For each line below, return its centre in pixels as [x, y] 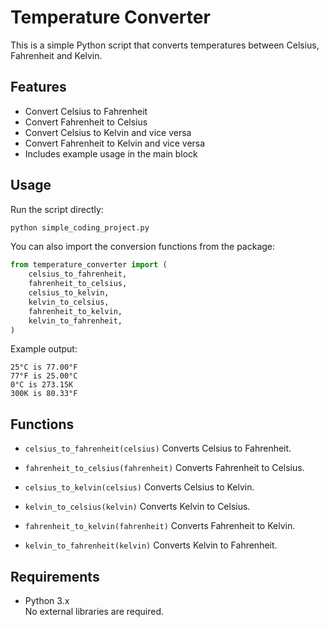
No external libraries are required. [94, 612]
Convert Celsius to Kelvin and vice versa [108, 132]
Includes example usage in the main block [111, 153]
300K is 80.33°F [44, 394]
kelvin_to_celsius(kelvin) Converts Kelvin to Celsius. [137, 507]
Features [38, 87]
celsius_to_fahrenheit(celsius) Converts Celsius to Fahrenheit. [158, 448]
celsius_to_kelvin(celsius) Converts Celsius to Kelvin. [139, 487]
